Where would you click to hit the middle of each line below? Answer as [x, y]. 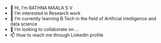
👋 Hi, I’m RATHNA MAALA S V [41, 8]
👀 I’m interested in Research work [45, 13]
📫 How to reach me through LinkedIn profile [57, 35]
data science [24, 24]
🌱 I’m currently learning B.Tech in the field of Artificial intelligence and [83, 18]
